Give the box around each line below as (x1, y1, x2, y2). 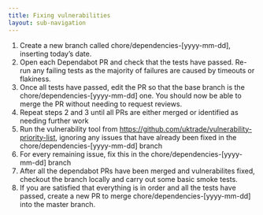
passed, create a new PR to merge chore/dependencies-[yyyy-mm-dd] (19, 191, 251, 201)
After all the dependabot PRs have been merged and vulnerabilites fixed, (19, 166, 255, 176)
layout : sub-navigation (8, 19, 87, 27)
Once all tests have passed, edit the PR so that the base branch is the (19, 82, 246, 91)
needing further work (19, 116, 89, 125)
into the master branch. (19, 199, 96, 209)
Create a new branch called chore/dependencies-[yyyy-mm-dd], (19, 40, 231, 50)
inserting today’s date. (19, 49, 92, 58)
